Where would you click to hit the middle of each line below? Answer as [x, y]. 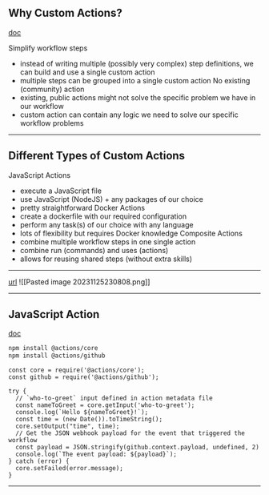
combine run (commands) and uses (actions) [94, 250]
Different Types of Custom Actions [97, 156]
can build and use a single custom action [87, 72]
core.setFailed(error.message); [70, 469]
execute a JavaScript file [61, 191]
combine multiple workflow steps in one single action [108, 241]
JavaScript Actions [39, 175]
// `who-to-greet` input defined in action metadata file [114, 398]
